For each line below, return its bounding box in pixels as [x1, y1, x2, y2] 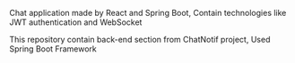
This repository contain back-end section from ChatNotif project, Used [9, 35, 271, 44]
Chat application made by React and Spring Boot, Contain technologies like [9, 8, 287, 18]
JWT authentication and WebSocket [9, 17, 143, 28]
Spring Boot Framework [9, 43, 97, 54]
